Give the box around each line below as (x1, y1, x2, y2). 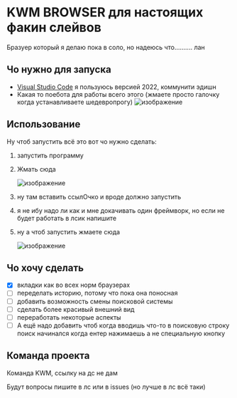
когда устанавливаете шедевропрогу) (16, 98, 133, 106)
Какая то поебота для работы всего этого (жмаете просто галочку (16, 90, 220, 98)
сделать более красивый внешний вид (16, 305, 135, 313)
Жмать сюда (16, 164, 56, 173)
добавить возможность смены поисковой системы (16, 297, 173, 305)
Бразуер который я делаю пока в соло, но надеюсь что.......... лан (6, 43, 205, 51)
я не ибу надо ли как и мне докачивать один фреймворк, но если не (16, 206, 225, 214)
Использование (6, 118, 81, 130)
